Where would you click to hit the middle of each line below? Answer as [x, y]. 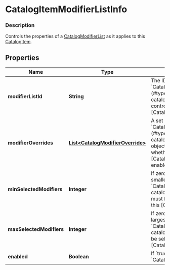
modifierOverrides [31, 143]
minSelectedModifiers [35, 189]
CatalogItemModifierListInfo [66, 9]
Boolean [79, 257]
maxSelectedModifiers [36, 229]
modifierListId [25, 97]
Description [20, 25]
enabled [18, 257]
